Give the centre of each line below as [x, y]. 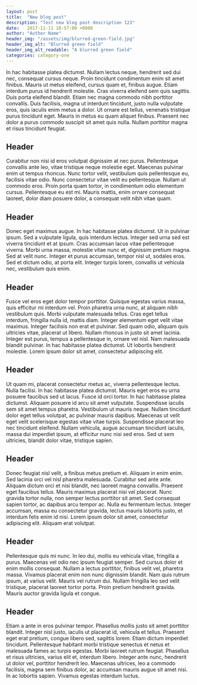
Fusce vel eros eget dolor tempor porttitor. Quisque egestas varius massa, [96, 301]
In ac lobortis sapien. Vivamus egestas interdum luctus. [73, 676]
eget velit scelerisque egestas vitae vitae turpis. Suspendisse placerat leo [95, 421]
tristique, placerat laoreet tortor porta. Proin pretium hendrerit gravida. [91, 587]
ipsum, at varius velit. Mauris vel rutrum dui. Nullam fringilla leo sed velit [93, 581]
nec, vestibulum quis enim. [38, 269]
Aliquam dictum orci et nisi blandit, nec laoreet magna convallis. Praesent [94, 486]
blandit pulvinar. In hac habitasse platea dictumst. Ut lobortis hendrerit [91, 345]
